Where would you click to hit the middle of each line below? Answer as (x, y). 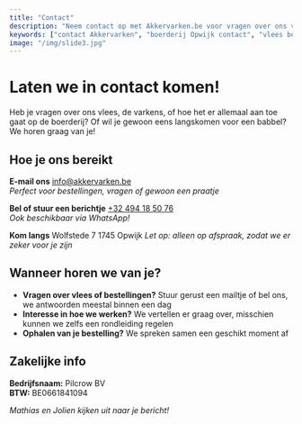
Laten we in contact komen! (115, 87)
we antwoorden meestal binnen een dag (97, 304)
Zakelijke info (48, 361)
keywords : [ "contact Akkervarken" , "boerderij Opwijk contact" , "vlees (146, 34)
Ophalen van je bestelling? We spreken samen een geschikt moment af (155, 333)
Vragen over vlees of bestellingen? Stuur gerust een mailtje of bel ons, (155, 294)
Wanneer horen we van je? (85, 273)
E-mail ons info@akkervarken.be (71, 181)
